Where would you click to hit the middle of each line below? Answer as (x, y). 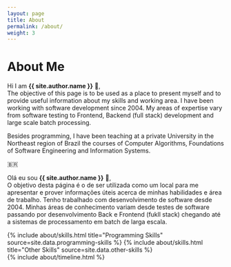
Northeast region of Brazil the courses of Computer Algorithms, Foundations (115, 144)
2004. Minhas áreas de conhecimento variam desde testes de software (109, 207)
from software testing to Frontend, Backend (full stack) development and (110, 115)
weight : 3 (21, 33)
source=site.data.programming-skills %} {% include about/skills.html (105, 243)
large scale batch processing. (49, 123)
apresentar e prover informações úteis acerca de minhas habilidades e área (114, 192)
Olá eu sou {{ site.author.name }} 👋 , (59, 178)
